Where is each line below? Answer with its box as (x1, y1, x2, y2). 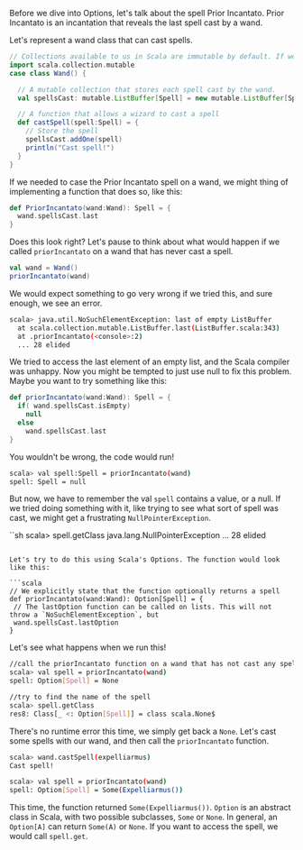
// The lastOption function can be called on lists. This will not (13, 603, 272, 612)
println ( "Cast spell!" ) (25, 143, 115, 152)
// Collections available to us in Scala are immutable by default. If (9, 52, 284, 61)
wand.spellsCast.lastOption (13, 618, 119, 627)
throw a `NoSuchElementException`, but (9, 610, 160, 620)
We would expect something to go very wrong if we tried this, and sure (9, 288, 273, 298)
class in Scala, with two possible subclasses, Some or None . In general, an (9, 811, 278, 823)
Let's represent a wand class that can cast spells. (9, 35, 194, 45)
